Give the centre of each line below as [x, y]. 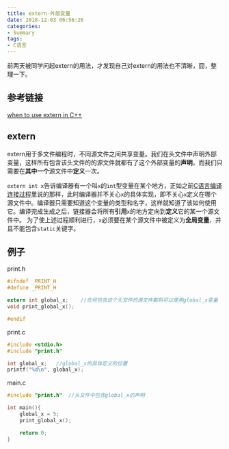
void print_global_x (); [41, 307]
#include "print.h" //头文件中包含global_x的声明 [76, 396]
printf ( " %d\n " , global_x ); [45, 370]
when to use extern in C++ [45, 114]
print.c [16, 332]
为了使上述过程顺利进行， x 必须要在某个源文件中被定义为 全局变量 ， [121, 219]
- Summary [21, 33]
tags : [15, 39]
